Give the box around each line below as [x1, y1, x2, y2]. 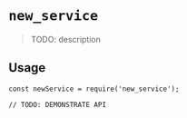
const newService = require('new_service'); [8, 84, 180, 93]
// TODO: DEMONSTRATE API [8, 100, 106, 109]
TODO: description [30, 34, 102, 44]
